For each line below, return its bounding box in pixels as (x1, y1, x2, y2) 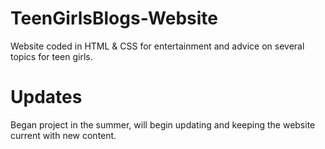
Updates (10, 86, 83, 109)
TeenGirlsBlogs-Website (10, 7, 219, 30)
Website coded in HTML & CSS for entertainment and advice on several (10, 40, 305, 52)
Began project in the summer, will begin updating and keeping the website (10, 118, 316, 131)
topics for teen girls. (10, 50, 93, 62)
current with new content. (10, 129, 117, 141)
